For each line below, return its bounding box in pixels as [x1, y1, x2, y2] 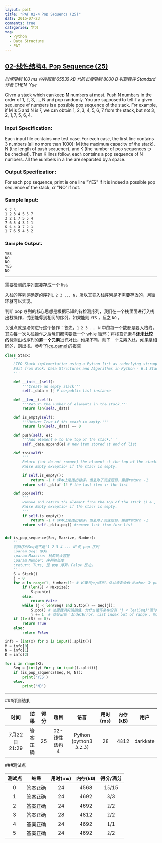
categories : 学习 [5, 25, 39, 30]
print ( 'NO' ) [22, 683, 47, 689]
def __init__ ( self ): [13, 379, 55, 384]
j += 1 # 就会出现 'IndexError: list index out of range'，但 [30, 612, 156, 617]
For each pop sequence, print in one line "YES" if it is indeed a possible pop [5, 179, 156, 185]
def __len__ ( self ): [13, 397, 53, 402]
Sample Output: [5, 240, 43, 247]
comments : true [5, 20, 36, 26]
